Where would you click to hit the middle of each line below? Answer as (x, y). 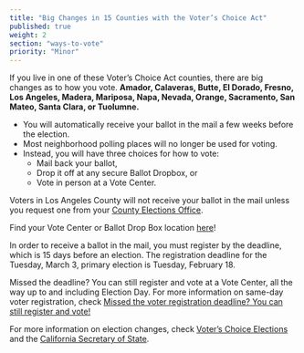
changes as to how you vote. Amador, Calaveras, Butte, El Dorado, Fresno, (152, 88)
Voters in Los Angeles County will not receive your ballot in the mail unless (150, 201)
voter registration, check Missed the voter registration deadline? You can (146, 302)
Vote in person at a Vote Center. (96, 182)
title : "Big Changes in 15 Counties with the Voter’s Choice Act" (138, 18)
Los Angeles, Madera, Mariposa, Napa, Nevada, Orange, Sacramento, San (152, 98)
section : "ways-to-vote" (57, 43)
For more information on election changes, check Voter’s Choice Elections (149, 329)
